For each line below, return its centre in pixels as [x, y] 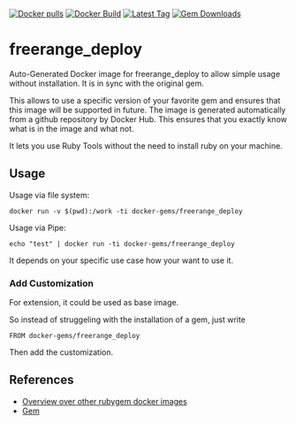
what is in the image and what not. [72, 128]
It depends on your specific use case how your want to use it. [121, 260]
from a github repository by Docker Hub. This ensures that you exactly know [148, 119]
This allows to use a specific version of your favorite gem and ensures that [145, 100]
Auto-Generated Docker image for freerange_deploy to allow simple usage [145, 73]
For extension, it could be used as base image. [94, 303]
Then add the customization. [61, 352]
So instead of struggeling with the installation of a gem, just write [127, 320]
